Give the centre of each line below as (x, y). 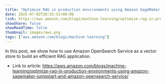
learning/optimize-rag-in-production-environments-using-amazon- (81, 71)
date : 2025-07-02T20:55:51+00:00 (40, 14)
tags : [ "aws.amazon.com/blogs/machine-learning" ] (57, 37)
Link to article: (27, 66)
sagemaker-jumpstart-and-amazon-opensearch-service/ (70, 76)
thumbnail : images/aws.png (33, 32)
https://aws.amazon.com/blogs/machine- (84, 66)
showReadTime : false (26, 28)
